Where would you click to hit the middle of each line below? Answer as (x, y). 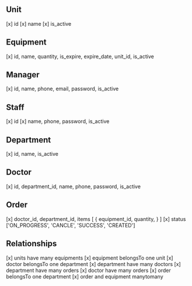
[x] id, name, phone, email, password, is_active (62, 89)
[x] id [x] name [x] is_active (39, 23)
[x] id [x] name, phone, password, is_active (58, 121)
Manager (23, 75)
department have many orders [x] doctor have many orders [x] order (88, 270)
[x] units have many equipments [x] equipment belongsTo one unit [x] (90, 258)
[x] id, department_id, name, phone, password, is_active (74, 186)
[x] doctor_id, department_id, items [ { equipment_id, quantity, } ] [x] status (96, 219)
